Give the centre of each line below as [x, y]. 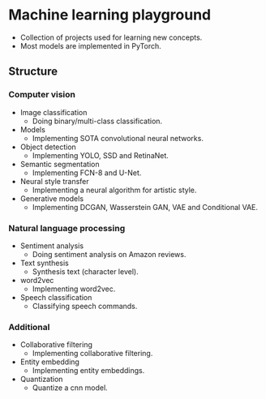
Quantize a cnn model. [70, 388]
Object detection [48, 147]
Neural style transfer [54, 181]
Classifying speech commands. [85, 306]
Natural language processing [67, 228]
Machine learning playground [110, 15]
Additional [29, 327]
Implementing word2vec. [74, 289]
